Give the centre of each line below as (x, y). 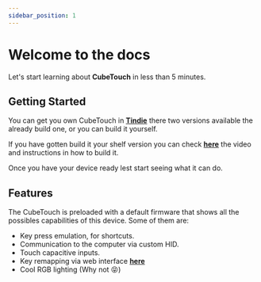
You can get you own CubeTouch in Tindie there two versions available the (131, 120)
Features (31, 193)
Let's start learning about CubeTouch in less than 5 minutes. (107, 77)
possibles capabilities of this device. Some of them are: (98, 221)
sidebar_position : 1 (42, 15)
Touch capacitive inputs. (60, 253)
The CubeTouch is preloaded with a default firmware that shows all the (124, 212)
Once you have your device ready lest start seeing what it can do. (116, 168)
